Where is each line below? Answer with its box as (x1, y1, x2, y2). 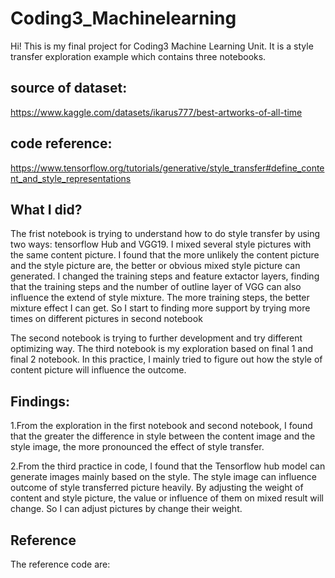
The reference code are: (10, 558, 111, 570)
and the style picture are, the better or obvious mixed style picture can (10, 260, 301, 272)
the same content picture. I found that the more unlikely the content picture (10, 249, 320, 261)
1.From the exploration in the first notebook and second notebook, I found (10, 420, 313, 432)
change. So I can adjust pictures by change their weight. (10, 503, 243, 515)
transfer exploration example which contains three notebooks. (10, 50, 267, 62)
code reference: (10, 135, 113, 152)
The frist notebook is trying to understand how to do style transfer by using (10, 228, 321, 240)
